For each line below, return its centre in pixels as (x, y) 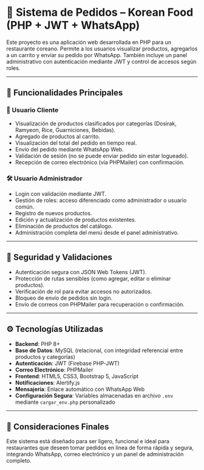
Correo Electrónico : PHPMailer (54, 370)
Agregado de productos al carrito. (57, 136)
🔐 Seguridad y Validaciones (59, 257)
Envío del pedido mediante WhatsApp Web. (69, 149)
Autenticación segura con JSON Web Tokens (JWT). (81, 272)
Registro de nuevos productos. (53, 213)
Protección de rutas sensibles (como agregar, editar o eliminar (93, 278)
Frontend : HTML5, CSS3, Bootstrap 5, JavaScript (76, 376)
